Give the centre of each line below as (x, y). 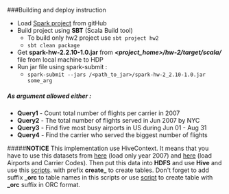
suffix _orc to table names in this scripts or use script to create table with (110, 177)
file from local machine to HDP (60, 60)
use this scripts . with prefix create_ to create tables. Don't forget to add (108, 170)
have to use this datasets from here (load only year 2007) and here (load (110, 155)
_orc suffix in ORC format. (44, 184)
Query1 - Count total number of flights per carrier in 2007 (98, 113)
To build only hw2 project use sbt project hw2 (93, 38)
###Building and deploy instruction (57, 10)
